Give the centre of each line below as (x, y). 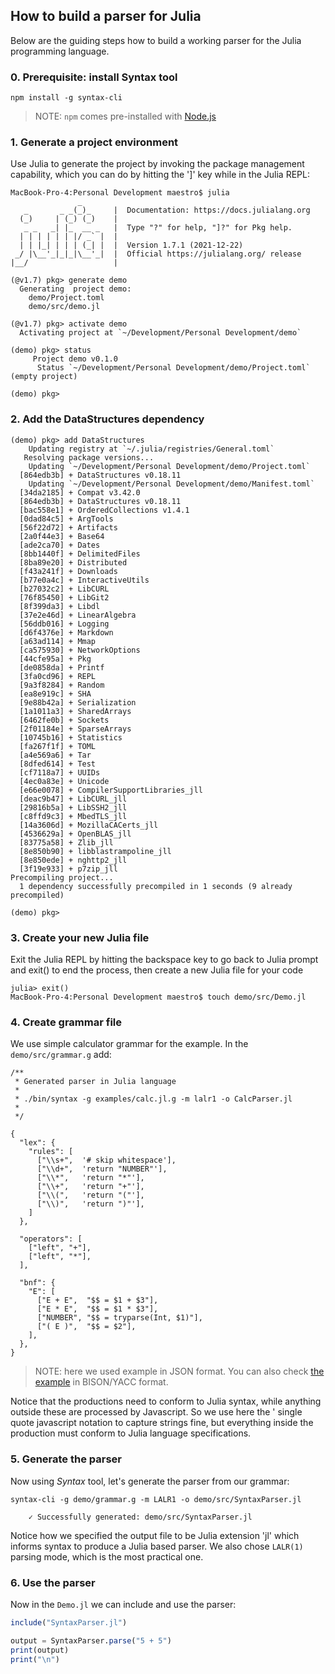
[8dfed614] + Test (58, 764)
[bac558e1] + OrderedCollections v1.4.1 (104, 510)
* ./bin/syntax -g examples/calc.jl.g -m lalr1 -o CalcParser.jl (153, 1099)
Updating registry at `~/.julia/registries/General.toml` (151, 449)
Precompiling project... (62, 877)
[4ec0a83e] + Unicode (64, 781)
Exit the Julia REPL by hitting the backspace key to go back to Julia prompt (164, 959)
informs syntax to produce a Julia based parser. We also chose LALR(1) (157, 1546)
